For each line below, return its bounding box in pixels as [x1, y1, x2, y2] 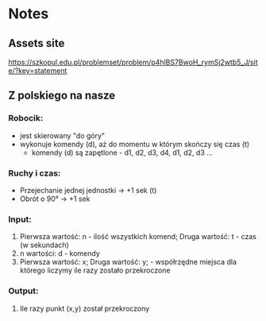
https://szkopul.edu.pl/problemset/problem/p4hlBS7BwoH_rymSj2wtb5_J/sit [8, 57, 258, 67]
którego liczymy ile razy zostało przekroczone [19, 265, 171, 275]
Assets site [8, 37, 65, 50]
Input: [8, 214, 32, 225]
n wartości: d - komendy [19, 249, 101, 258]
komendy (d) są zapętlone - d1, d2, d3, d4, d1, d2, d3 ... [31, 148, 213, 157]
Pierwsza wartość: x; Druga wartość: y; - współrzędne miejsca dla [19, 257, 237, 267]
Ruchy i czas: [8, 168, 61, 179]
